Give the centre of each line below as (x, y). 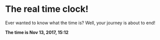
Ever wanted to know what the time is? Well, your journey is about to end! (80, 23)
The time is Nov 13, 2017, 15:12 (37, 32)
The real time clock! (47, 9)
